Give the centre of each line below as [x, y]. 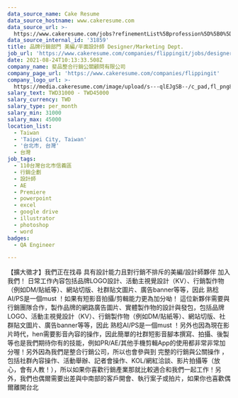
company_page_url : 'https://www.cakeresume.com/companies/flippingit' [114, 73]
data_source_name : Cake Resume [53, 14]
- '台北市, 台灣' [36, 146]
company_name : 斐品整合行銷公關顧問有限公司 [67, 67]
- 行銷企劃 [28, 172]
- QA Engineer [34, 245]
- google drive [36, 212]
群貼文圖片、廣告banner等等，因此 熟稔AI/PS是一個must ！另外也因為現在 [115, 325]
